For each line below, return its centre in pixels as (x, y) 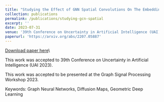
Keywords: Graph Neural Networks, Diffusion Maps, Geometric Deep (74, 89)
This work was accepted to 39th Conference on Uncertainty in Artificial (77, 60)
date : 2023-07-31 (23, 28)
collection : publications (31, 14)
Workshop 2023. (22, 79)
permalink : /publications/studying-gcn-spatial (54, 18)
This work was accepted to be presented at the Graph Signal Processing (78, 74)
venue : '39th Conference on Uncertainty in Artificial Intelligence (76, 32)
